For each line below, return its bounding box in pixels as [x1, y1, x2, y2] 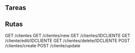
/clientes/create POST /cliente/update [5, 43, 81, 49]
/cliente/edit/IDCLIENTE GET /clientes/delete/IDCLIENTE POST [5, 38, 130, 43]
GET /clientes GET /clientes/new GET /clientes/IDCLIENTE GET [5, 33, 131, 39]
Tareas [5, 4, 27, 12]
